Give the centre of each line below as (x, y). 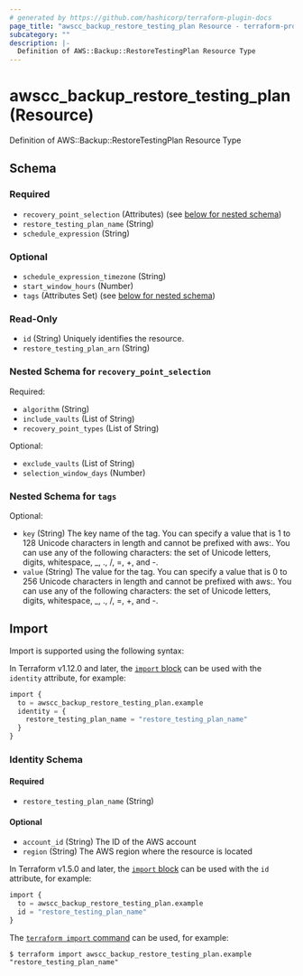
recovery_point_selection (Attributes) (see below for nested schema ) (152, 214)
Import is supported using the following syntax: (97, 651)
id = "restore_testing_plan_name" (82, 912)
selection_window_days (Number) (84, 473)
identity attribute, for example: (68, 678)
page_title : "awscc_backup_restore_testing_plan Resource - (125, 26)
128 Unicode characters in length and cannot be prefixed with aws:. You (156, 542)
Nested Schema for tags (63, 496)
